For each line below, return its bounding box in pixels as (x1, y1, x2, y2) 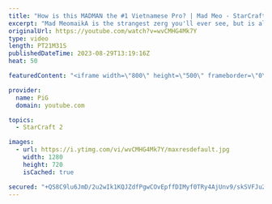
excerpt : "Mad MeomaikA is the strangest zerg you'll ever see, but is (8, 19, 255, 28)
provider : (8, 86, 42, 94)
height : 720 (23, 160, 63, 168)
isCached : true (23, 168, 74, 176)
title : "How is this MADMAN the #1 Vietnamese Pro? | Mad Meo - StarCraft (8, 11, 266, 20)
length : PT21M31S (8, 42, 67, 50)
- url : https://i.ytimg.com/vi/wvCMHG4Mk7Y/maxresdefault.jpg (15, 146, 230, 154)
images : (8, 138, 35, 147)
